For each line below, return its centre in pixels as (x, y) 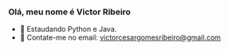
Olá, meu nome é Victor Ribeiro (70, 12)
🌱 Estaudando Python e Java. (68, 29)
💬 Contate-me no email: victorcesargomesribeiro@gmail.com (120, 37)
